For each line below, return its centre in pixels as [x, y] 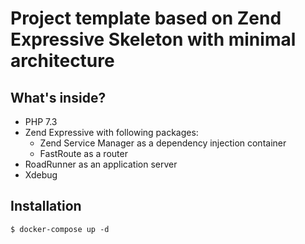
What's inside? [58, 97]
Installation [46, 206]
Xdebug [41, 175]
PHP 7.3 [41, 121]
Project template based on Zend [146, 18]
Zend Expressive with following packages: [111, 132]
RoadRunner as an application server [101, 164]
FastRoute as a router [83, 153]
